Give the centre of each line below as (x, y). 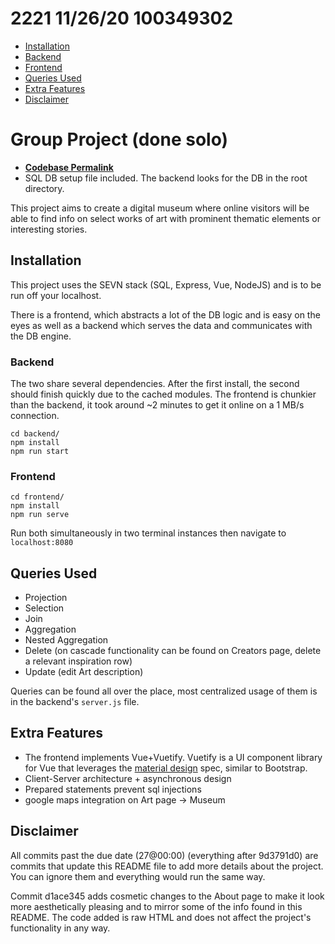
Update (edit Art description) (84, 672)
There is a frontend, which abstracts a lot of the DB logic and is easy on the (165, 314)
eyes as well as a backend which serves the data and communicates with (161, 325)
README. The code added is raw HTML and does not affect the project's (161, 917)
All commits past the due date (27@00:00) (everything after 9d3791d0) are (164, 855)
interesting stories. (49, 229)
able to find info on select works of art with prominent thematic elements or (165, 218)
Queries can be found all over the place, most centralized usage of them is (164, 691)
